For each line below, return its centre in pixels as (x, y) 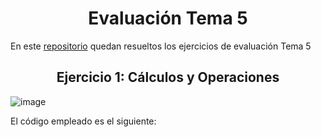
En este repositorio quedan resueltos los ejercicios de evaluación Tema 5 (161, 46)
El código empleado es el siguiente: (83, 121)
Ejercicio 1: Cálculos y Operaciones (168, 77)
